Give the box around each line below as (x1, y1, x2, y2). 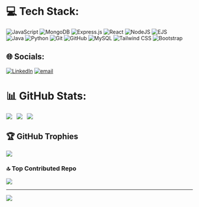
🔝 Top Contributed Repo (6, 164, 77, 173)
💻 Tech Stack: (6, 5, 79, 18)
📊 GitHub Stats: (6, 89, 87, 102)
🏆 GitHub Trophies (6, 131, 79, 142)
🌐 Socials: (6, 51, 45, 62)
